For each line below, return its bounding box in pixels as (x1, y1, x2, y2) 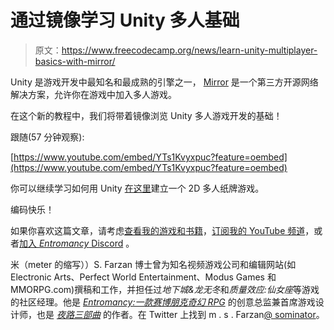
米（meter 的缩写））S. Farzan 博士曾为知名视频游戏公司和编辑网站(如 (10, 258, 297, 270)
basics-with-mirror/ (34, 55, 116, 67)
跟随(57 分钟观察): (10, 131, 85, 143)
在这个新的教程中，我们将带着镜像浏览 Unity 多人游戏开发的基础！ (10, 109, 283, 121)
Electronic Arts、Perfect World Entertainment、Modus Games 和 (10, 271, 277, 283)
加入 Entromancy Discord (19, 237, 124, 249)
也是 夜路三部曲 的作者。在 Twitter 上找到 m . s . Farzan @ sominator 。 (36, 308, 325, 320)
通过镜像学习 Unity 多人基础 (10, 9, 240, 32)
